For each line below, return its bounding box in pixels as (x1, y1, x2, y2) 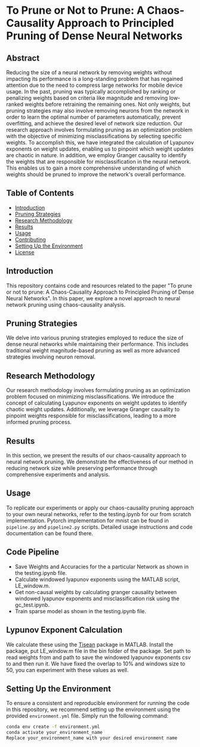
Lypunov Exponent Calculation (6, 625, 122, 635)
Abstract (6, 53, 40, 63)
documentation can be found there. (6, 529, 94, 537)
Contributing (14, 236, 46, 243)
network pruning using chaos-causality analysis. (6, 301, 126, 308)
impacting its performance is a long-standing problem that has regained (6, 76, 183, 82)
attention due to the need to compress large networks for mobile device (6, 82, 183, 89)
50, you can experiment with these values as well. (6, 666, 129, 673)
